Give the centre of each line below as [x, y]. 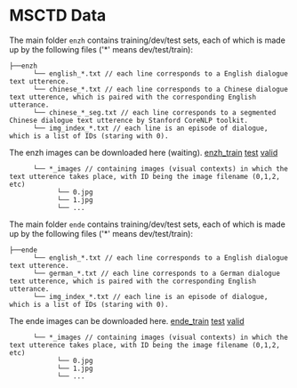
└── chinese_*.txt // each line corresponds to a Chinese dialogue [161, 89]
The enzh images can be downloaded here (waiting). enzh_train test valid [144, 152]
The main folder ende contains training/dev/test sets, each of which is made [148, 224]
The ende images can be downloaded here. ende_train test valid [127, 320]
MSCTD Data [58, 16]
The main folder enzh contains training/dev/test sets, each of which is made [148, 40]
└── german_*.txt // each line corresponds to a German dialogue [156, 273]
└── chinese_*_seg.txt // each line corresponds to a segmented [154, 112]
